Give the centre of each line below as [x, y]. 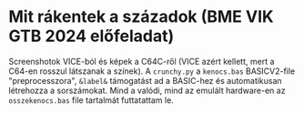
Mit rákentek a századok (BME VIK [141, 17]
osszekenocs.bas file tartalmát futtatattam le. [91, 100]
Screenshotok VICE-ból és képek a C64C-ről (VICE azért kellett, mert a [142, 61]
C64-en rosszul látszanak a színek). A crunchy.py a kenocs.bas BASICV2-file [152, 71]
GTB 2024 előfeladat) [91, 36]
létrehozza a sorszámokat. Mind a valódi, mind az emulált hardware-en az [147, 90]
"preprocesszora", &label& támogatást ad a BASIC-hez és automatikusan [146, 80]
